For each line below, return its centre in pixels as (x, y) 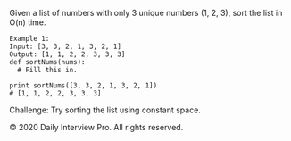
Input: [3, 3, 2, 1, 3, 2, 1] (66, 46)
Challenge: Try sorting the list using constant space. (105, 110)
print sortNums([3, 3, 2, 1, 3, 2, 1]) (83, 86)
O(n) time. (28, 22)
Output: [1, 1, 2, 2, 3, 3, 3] (67, 54)
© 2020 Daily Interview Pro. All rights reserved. (96, 127)
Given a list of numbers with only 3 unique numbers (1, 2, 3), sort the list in (146, 13)
